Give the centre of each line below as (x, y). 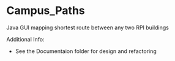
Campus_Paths (46, 11)
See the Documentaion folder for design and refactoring (86, 51)
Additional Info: (25, 39)
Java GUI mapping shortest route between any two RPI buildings (88, 27)
